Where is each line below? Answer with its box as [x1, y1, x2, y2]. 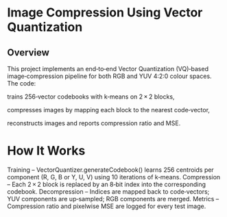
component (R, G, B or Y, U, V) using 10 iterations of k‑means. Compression [7, 173, 221, 181]
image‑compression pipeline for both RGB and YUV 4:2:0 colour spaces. [7, 72, 212, 80]
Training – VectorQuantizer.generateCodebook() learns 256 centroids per [7, 166, 214, 174]
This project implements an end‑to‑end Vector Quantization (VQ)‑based [7, 65, 209, 73]
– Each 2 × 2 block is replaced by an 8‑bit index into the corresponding [7, 180, 206, 188]
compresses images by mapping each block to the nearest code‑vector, [7, 106, 211, 114]
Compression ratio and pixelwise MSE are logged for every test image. [7, 202, 206, 210]
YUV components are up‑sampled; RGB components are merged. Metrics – [7, 194, 219, 203]
